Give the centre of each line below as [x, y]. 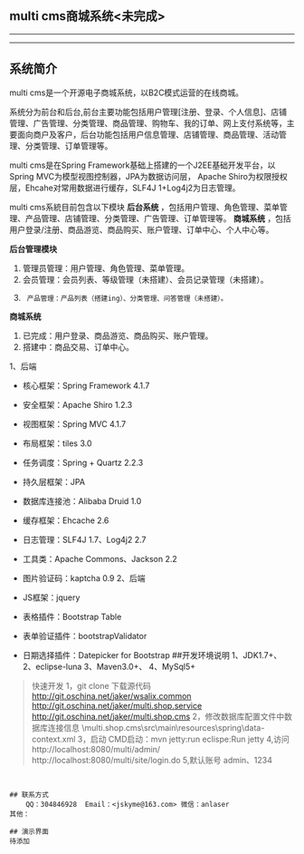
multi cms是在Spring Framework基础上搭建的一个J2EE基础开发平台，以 [142, 165]
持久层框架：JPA [54, 481]
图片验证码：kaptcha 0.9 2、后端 [84, 577]
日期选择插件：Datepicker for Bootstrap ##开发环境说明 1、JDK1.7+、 [152, 655]
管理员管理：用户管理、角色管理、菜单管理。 [106, 268]
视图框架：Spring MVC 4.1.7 [74, 423]
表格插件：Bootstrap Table [72, 616]
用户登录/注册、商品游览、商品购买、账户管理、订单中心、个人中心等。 [142, 229]
